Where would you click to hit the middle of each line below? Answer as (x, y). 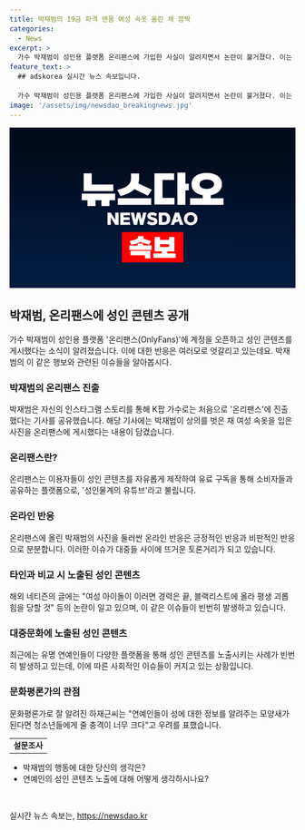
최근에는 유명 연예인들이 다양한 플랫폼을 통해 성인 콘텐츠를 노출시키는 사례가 (144, 655)
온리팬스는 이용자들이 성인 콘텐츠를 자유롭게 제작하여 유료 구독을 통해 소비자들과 (151, 479)
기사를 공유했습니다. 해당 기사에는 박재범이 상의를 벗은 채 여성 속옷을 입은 (163, 421)
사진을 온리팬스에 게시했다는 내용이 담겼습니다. (92, 432)
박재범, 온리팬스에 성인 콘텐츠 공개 (99, 316)
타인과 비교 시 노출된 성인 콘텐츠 (75, 574)
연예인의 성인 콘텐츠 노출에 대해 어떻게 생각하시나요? (115, 778)
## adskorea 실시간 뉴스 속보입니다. (79, 77)
